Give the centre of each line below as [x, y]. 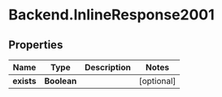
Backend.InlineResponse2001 [112, 15]
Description [108, 67]
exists [24, 81]
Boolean [61, 81]
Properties [36, 45]
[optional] [157, 81]
